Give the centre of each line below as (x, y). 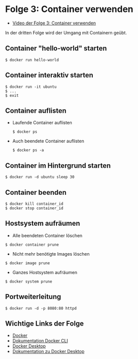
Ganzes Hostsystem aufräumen (45, 272)
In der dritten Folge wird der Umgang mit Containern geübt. (66, 32)
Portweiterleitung (33, 297)
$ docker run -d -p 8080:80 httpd (41, 308)
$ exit (12, 95)
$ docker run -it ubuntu (31, 87)
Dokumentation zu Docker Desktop (48, 352)
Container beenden (36, 192)
